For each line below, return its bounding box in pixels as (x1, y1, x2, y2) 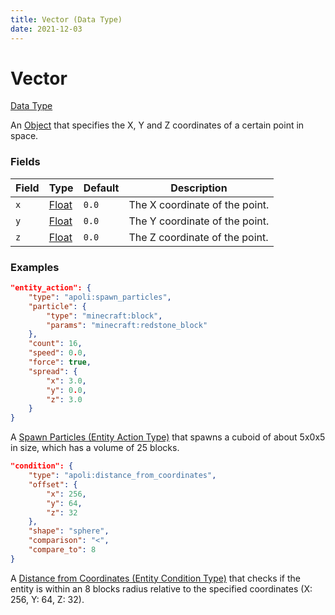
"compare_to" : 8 (28, 545, 97, 555)
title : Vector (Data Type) (10, 14, 123, 25)
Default (83, 181, 120, 195)
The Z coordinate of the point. (128, 230, 269, 244)
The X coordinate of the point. (128, 197, 270, 211)
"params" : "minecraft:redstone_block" (46, 320, 208, 330)
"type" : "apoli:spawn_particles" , (28, 292, 172, 302)
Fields (10, 155, 41, 169)
